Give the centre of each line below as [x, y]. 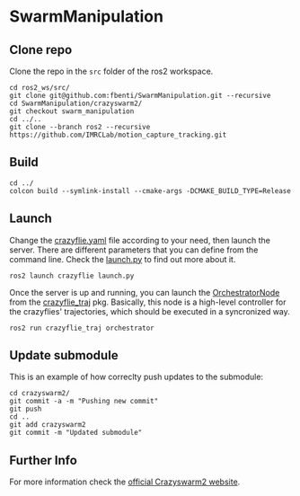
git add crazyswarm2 [48, 425]
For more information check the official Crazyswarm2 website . [125, 482]
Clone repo [41, 50]
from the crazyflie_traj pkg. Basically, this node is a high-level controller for [148, 302]
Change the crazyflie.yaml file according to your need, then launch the [140, 240]
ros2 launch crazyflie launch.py [72, 276]
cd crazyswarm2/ [40, 394]
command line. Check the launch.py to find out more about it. [123, 259]
